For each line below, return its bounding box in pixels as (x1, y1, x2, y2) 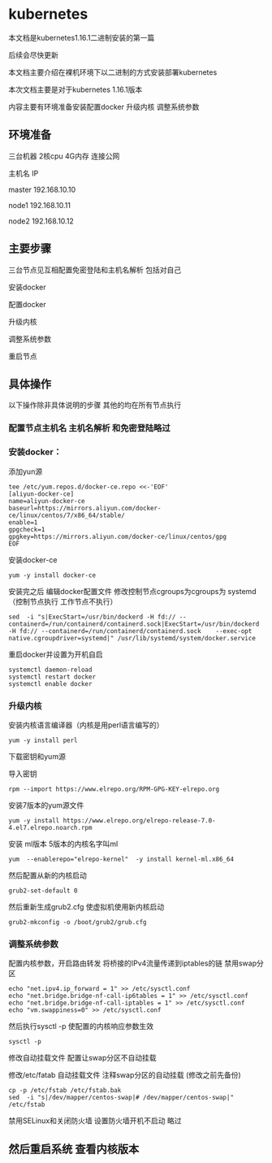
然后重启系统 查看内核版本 (8, 1142, 140, 1156)
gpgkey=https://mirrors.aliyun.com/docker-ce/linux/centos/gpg (8, 532, 227, 540)
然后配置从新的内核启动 (8, 870, 87, 880)
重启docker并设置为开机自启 (8, 649, 103, 659)
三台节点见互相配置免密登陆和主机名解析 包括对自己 (8, 265, 181, 275)
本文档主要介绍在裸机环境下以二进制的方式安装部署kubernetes (8, 67, 218, 77)
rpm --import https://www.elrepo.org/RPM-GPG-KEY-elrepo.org (8, 785, 220, 793)
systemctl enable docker (8, 679, 93, 688)
